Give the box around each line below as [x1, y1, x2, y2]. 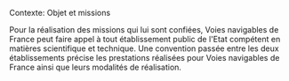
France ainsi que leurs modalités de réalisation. [9, 62, 182, 72]
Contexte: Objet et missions [9, 8, 111, 18]
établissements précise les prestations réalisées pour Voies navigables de [9, 53, 280, 63]
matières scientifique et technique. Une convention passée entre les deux [9, 43, 279, 54]
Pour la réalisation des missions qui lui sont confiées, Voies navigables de [9, 25, 279, 34]
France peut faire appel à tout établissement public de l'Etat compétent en [9, 34, 281, 44]
